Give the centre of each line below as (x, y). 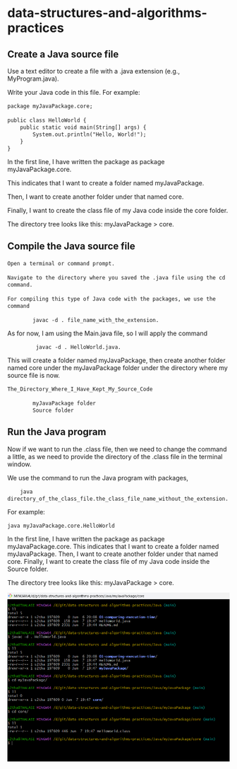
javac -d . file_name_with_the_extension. (96, 320)
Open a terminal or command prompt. (61, 263)
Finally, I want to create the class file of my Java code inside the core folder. (118, 210)
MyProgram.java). (33, 79)
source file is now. (34, 375)
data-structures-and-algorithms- (108, 13)
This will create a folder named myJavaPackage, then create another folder (116, 360)
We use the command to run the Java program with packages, (98, 478)
